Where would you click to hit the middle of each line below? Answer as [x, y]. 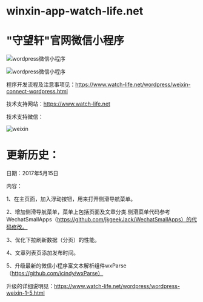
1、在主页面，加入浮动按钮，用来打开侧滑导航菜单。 [71, 199]
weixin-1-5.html [26, 293]
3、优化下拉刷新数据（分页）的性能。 [53, 240]
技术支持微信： [25, 117]
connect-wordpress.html [37, 92]
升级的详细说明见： [30, 286]
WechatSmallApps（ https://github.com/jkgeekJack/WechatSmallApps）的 [99, 220]
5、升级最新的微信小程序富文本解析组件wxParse [67, 266]
